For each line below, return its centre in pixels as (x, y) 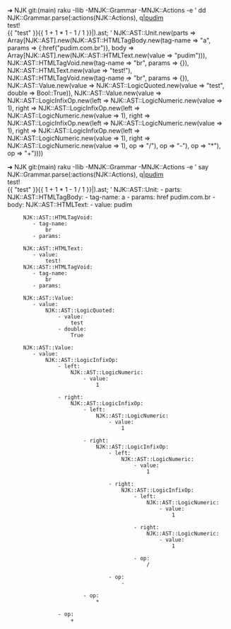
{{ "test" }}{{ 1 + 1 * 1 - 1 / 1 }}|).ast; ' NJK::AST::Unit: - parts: (95, 189)
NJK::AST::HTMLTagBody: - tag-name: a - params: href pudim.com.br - (111, 197)
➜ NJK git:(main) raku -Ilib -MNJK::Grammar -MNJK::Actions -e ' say (108, 167)
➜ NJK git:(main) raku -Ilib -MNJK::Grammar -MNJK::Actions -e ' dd (107, 10)
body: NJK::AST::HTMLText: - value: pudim (70, 204)
